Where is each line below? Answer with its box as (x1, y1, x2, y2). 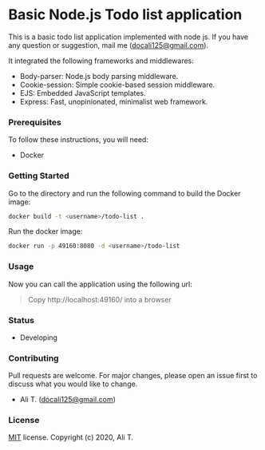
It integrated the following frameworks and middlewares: (8, 56, 194, 65)
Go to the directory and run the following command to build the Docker (8, 188, 241, 198)
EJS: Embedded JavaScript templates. (19, 88, 146, 97)
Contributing (8, 353, 59, 364)
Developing (19, 333, 58, 342)
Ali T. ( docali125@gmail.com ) (19, 395, 116, 405)
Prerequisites (8, 116, 61, 128)
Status (8, 314, 34, 326)
